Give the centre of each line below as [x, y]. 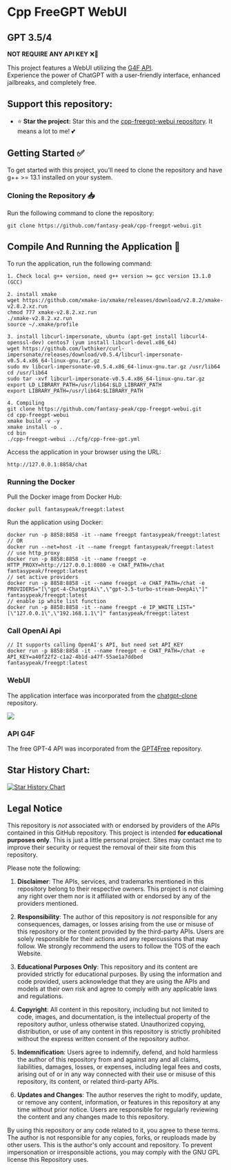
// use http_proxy [33, 553]
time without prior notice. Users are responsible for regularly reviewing [118, 1109]
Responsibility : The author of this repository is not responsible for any [117, 916]
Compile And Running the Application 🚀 [94, 247]
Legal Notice [35, 809]
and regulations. [40, 996]
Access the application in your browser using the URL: [84, 452]
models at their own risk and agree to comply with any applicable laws [117, 989]
